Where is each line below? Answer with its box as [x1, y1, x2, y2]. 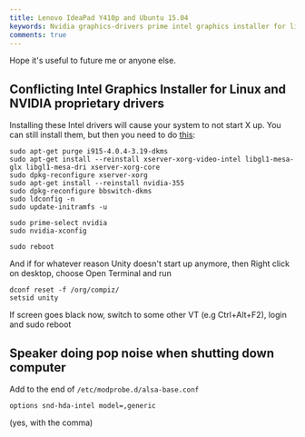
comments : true [9, 30, 67, 39]
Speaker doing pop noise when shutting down [9, 345, 275, 361]
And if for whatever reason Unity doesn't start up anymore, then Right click [9, 258, 290, 269]
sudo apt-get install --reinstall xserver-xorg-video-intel [9, 155, 242, 164]
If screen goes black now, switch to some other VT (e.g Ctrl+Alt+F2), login [9, 310, 288, 321]
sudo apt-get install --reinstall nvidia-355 [9, 179, 184, 188]
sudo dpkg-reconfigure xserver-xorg [9, 171, 148, 180]
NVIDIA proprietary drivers [9, 95, 165, 111]
